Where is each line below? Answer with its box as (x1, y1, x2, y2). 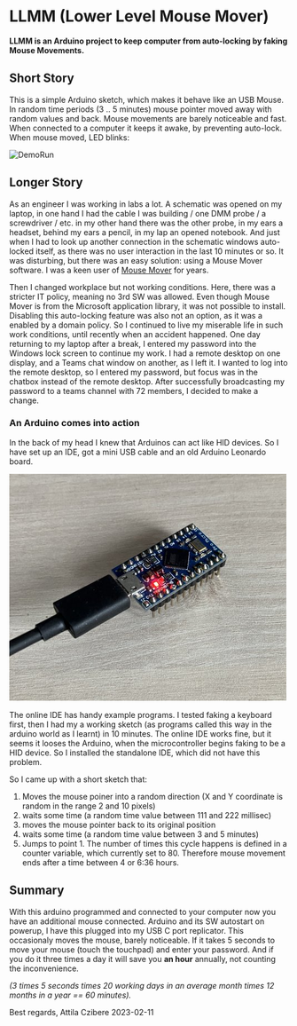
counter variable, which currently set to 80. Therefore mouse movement (21, 848, 286, 858)
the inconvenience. (9, 963, 80, 974)
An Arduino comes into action (9, 417, 140, 430)
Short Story (9, 71, 74, 86)
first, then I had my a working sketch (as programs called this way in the (9, 719, 272, 730)
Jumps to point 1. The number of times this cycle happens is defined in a (21, 838, 288, 848)
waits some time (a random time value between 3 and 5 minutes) (21, 828, 260, 840)
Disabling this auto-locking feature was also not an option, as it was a (9, 310, 263, 320)
